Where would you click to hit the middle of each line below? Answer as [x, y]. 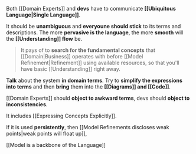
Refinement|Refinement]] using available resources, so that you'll [100, 63]
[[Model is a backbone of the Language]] [56, 145]
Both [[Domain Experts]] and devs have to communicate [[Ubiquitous [91, 9]
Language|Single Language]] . [43, 15]
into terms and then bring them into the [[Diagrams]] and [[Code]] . [89, 87]
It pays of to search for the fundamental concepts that [88, 50]
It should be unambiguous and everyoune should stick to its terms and [94, 26]
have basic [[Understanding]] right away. [71, 69]
